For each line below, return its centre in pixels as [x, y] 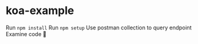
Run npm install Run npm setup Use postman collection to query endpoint [99, 28]
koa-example [40, 11]
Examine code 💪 [26, 34]
